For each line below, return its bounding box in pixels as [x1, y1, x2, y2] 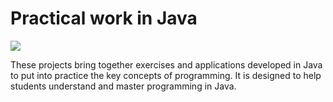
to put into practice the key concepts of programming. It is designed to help [10, 69, 322, 81]
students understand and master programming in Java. [10, 80, 237, 92]
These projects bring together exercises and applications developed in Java [10, 58, 323, 71]
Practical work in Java [10, 7, 198, 30]
